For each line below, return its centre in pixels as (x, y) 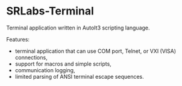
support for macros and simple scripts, (63, 64)
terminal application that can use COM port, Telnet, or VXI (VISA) (96, 51)
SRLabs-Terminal (50, 11)
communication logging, (45, 70)
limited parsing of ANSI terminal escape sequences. (80, 76)
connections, (31, 57)
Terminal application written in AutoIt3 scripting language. (78, 28)
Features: (18, 39)
